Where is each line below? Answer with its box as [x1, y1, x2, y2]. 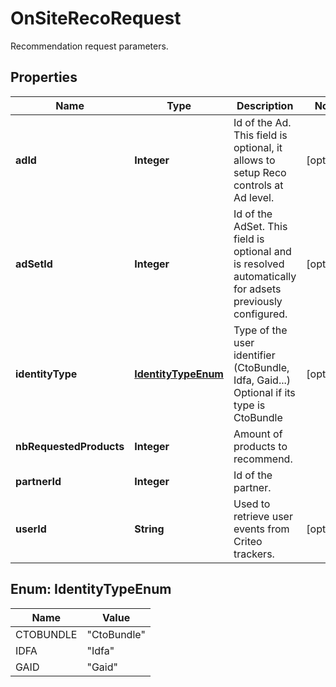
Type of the [233, 323, 288, 337]
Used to [233, 497, 271, 511]
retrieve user [233, 509, 293, 523]
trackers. [233, 547, 275, 561]
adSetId [15, 257, 53, 271]
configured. [233, 307, 288, 321]
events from [233, 522, 290, 536]
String [134, 522, 165, 536]
